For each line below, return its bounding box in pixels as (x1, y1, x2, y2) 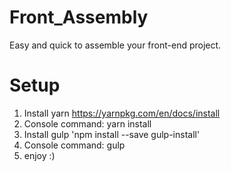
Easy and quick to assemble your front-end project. (9, 39, 222, 51)
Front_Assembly (9, 6, 149, 29)
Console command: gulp (23, 139, 126, 151)
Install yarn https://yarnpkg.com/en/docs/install (23, 107, 221, 119)
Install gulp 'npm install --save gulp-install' (23, 128, 201, 140)
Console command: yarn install (23, 117, 152, 130)
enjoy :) (23, 149, 56, 161)
